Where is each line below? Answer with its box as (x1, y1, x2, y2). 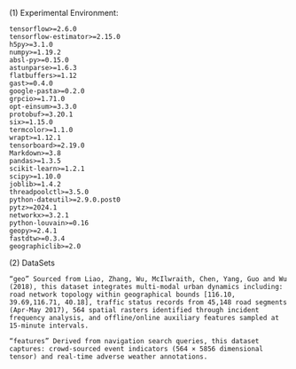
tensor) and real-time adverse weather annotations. (9, 352, 208, 361)
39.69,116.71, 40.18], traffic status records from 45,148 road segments (9, 298, 288, 307)
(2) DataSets (9, 257, 56, 268)
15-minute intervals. (9, 321, 90, 330)
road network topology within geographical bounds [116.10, (9, 290, 237, 299)
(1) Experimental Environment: (9, 8, 119, 18)
